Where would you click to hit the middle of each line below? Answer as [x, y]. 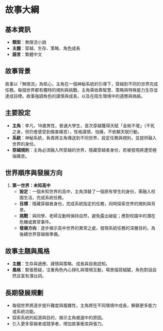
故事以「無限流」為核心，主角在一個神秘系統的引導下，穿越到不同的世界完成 [81, 84]
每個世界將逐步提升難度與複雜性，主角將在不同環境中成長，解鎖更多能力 [84, 306]
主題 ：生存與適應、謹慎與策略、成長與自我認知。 [61, 264]
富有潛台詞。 [33, 276]
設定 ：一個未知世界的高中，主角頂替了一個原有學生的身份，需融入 [85, 192]
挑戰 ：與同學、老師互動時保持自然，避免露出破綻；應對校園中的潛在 [87, 216]
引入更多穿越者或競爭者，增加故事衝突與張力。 [59, 324]
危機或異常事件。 [36, 222]
